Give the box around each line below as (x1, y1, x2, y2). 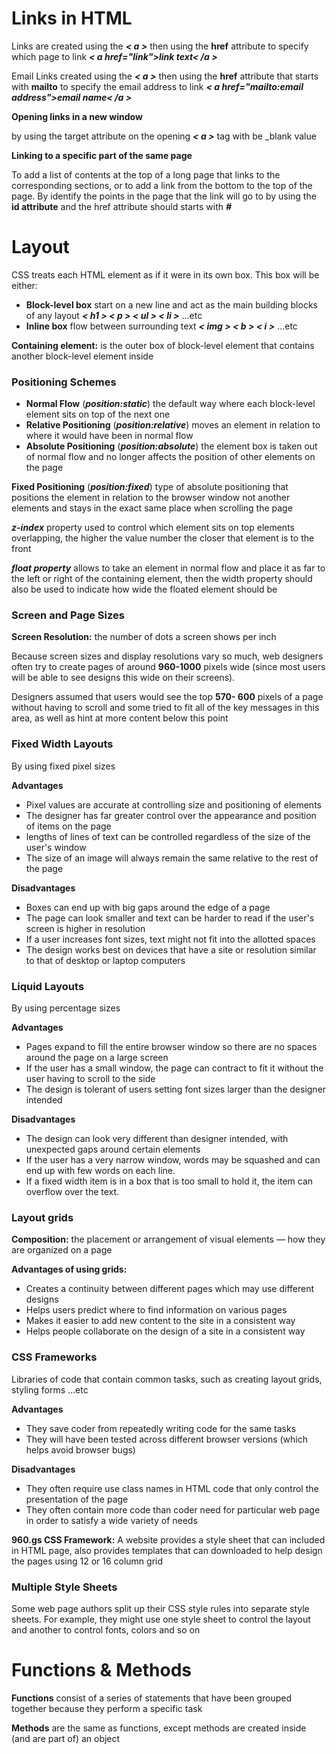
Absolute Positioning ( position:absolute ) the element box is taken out (25, 440, 318, 452)
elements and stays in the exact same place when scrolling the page (11, 502, 293, 514)
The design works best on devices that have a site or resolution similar (25, 943, 317, 956)
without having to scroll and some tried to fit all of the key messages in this (11, 702, 320, 714)
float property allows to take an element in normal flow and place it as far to (11, 562, 326, 574)
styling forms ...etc (11, 1383, 89, 1396)
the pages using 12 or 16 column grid (11, 1555, 164, 1567)
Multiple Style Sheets (11, 1580, 118, 1594)
